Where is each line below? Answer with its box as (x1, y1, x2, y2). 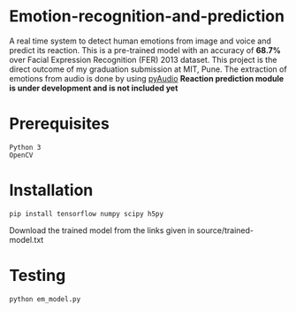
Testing (9, 266, 66, 285)
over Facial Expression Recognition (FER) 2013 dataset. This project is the (9, 54, 277, 65)
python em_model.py (9, 294, 81, 303)
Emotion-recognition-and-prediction (9, 6, 285, 27)
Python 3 (9, 143, 42, 152)
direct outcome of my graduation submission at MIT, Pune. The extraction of (9, 64, 287, 74)
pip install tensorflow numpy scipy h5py (9, 209, 164, 218)
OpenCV (9, 151, 34, 160)
